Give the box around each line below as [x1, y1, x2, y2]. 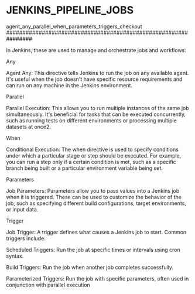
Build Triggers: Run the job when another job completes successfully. [6, 264, 174, 271]
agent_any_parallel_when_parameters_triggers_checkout [6, 23, 142, 30]
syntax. [6, 252, 24, 259]
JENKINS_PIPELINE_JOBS [6, 4, 134, 17]
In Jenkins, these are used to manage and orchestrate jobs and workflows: [6, 46, 186, 53]
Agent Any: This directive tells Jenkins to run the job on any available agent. [6, 69, 189, 76]
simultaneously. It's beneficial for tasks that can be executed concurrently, [6, 111, 186, 118]
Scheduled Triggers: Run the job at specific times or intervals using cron [6, 246, 180, 253]
